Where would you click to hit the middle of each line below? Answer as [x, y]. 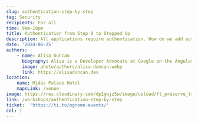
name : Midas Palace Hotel [49, 83]
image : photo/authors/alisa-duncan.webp [72, 67]
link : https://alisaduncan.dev [60, 72]
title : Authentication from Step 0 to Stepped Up [68, 34]
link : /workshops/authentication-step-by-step [64, 99]
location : [18, 77]
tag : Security [24, 17]
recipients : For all [32, 22]
